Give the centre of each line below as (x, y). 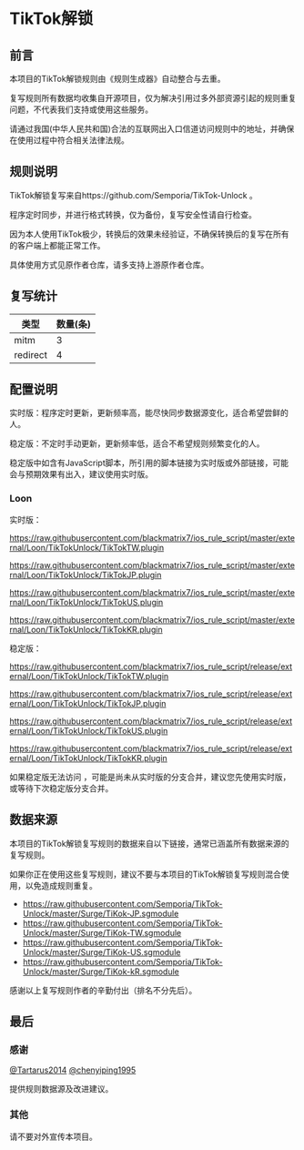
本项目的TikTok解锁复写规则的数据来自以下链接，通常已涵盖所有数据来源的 (149, 843)
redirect (31, 354)
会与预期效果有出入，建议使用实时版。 (81, 474)
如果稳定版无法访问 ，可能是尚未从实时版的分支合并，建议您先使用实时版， (150, 777)
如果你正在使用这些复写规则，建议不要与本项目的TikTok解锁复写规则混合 (146, 874)
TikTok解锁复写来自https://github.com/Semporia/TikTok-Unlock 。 (133, 195)
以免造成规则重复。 (61, 885)
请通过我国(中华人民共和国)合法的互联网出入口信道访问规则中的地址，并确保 (152, 129)
